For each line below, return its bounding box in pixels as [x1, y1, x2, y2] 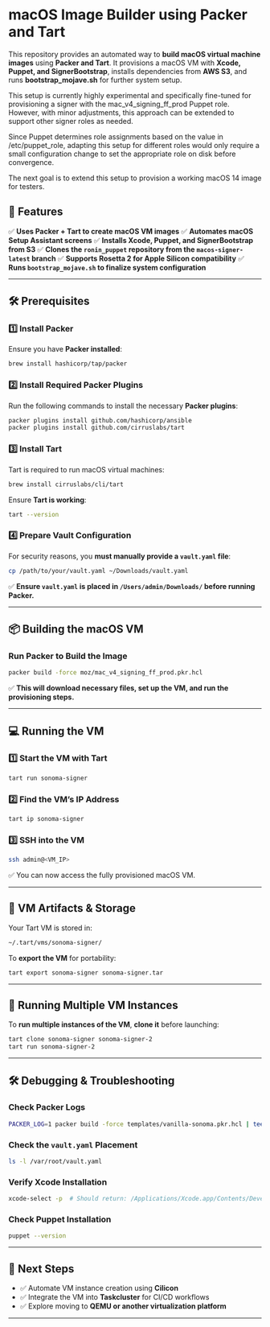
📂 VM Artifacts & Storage [8, 901, 137, 915]
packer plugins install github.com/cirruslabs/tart [8, 424, 185, 432]
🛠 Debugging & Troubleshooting [8, 1074, 175, 1087]
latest [8, 255, 31, 263]
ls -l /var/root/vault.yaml [8, 1157, 103, 1166]
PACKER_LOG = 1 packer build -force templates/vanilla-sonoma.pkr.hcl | [8, 1120, 250, 1128]
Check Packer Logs [8, 1102, 86, 1113]
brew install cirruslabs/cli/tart [8, 480, 125, 488]
